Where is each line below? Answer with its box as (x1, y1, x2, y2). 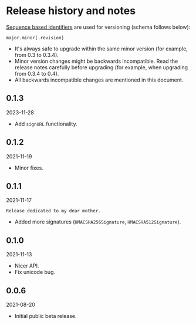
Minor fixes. (14, 164, 44, 171)
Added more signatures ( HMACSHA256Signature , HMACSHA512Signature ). (14, 218, 181, 225)
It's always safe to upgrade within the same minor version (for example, (14, 45, 188, 52)
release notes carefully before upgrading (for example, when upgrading (14, 63, 188, 71)
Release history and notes (6, 4, 136, 18)
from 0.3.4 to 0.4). (14, 70, 59, 77)
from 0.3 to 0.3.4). (14, 51, 59, 58)
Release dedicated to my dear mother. (6, 208, 101, 214)
